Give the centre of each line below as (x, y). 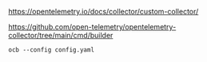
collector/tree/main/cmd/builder (61, 35)
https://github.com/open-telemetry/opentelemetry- (92, 27)
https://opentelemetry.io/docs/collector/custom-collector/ (103, 12)
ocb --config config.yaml (51, 50)
